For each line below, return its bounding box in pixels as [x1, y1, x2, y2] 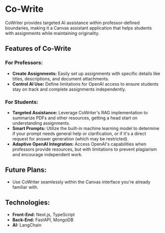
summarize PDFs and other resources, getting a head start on [12, 115, 138, 121]
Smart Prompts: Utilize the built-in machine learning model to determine [12, 125, 160, 131]
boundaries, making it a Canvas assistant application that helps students [5, 25, 152, 31]
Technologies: [5, 199, 50, 207]
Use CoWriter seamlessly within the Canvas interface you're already [12, 179, 151, 185]
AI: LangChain [12, 222, 42, 228]
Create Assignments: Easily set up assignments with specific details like [12, 70, 161, 76]
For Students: [5, 99, 38, 105]
